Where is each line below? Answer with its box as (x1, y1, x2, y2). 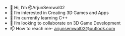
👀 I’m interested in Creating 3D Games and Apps (9, 10, 109, 16)
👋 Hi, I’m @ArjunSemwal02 (9, 5, 65, 10)
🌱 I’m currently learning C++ (9, 15, 68, 20)
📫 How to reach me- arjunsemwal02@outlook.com (9, 26, 116, 31)
